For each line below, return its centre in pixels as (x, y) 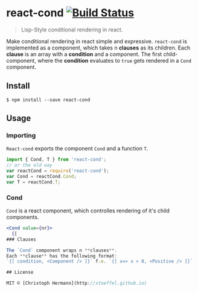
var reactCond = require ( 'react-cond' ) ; (58, 171)
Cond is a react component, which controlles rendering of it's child (88, 211)
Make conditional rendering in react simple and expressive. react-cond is (97, 41)
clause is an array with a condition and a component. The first (84, 54)
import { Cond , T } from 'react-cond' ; (56, 160)
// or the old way (29, 165)
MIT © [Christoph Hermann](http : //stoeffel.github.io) (77, 284)
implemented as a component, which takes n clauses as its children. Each (98, 48)
